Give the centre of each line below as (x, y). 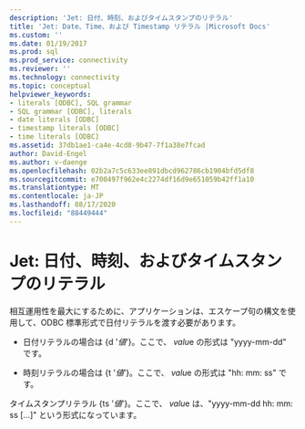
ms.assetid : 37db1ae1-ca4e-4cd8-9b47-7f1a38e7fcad (107, 145)
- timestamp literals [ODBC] (65, 129)
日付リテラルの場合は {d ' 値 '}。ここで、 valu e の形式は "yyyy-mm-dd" (154, 341)
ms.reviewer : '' (40, 69)
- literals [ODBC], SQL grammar (71, 103)
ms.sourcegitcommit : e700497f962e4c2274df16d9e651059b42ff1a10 (132, 179)
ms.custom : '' (36, 35)
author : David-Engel (49, 153)
